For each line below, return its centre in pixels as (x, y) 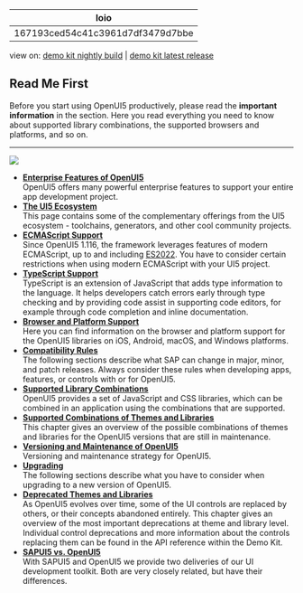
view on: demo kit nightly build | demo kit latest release (112, 55)
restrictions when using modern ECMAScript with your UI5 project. (146, 264)
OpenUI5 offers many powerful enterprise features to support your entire (158, 187)
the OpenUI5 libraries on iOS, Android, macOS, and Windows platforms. (155, 340)
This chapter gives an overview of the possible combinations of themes (155, 427)
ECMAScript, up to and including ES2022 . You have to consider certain (154, 254)
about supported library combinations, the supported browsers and (134, 125)
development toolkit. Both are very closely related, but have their (142, 571)
